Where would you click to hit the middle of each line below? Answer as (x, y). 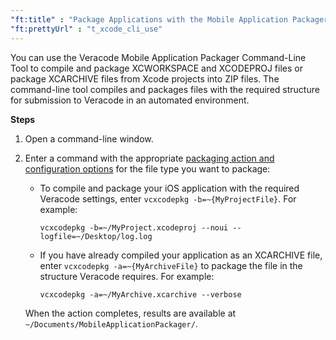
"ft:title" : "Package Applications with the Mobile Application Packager (169, 19)
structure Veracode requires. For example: (127, 276)
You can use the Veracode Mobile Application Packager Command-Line (158, 57)
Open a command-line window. (89, 138)
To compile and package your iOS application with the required (169, 188)
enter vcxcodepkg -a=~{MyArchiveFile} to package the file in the (171, 265)
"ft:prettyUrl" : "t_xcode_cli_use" (86, 29)
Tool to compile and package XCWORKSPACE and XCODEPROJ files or (156, 68)
